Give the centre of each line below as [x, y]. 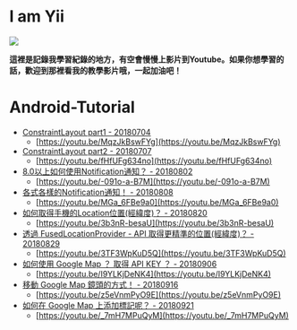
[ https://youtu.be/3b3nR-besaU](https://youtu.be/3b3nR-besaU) [155, 222]
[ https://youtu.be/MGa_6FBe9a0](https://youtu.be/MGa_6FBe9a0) [157, 202]
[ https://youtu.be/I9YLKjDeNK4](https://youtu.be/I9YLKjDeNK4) [153, 274]
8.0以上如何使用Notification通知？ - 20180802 [107, 171]
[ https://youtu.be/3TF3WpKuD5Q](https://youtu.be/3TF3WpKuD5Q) [161, 253]
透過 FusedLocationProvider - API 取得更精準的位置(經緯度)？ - [138, 233]
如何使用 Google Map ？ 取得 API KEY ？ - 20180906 [119, 264]
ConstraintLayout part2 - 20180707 [87, 151]
